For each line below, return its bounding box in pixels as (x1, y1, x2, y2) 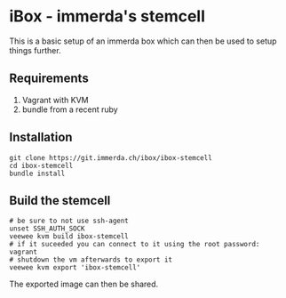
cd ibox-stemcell (9, 161, 74, 170)
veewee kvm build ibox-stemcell (9, 232, 129, 241)
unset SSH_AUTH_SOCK (9, 224, 86, 233)
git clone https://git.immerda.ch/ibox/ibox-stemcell (9, 153, 213, 162)
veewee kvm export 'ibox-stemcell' (9, 263, 141, 272)
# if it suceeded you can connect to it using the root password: (9, 240, 260, 249)
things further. (9, 44, 61, 55)
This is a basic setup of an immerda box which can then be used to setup (9, 36, 277, 46)
